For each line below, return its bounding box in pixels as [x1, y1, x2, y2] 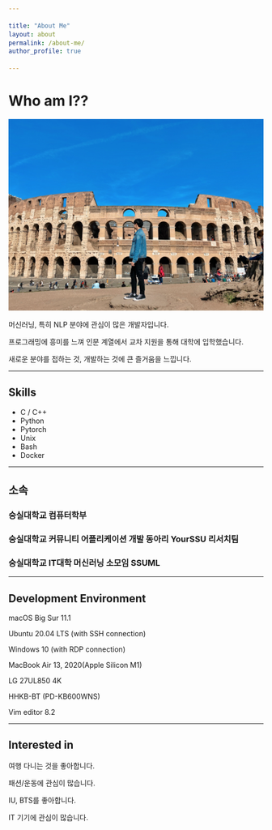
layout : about [8, 30, 57, 38]
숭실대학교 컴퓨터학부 [8, 510, 87, 521]
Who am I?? [8, 92, 89, 110]
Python [19, 416, 45, 426]
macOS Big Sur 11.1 [8, 613, 71, 623]
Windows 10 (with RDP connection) [8, 644, 125, 654]
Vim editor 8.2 [8, 708, 56, 717]
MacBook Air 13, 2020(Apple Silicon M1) [8, 661, 142, 670]
